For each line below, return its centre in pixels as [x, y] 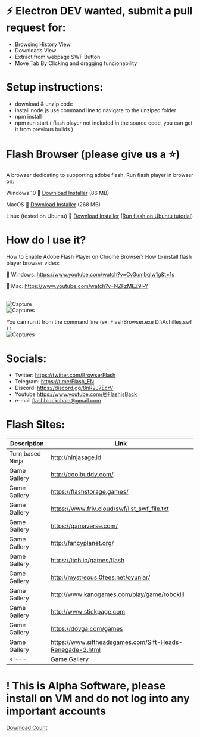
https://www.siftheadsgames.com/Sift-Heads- [116, 642]
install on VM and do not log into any [98, 698]
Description [27, 443]
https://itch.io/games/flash [87, 560]
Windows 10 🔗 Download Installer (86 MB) [58, 193]
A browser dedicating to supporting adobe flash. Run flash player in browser [100, 175]
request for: [36, 28]
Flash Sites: [36, 424]
